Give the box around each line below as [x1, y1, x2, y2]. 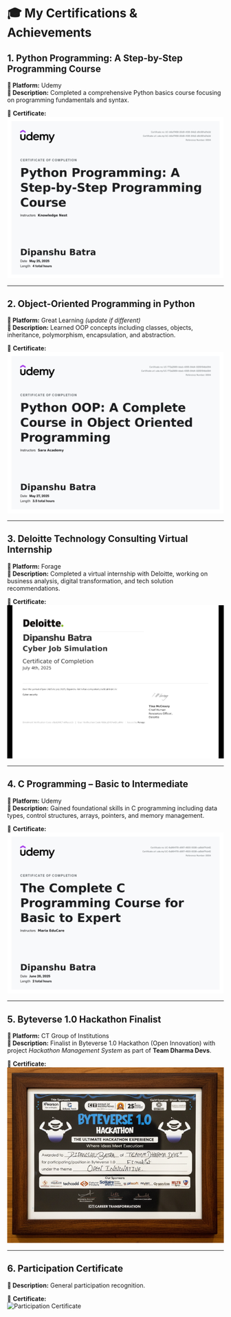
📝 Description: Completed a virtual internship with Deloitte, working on [7, 569, 208, 578]
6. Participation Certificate [7, 1263, 124, 1274]
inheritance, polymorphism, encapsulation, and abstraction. [7, 331, 176, 339]
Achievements [7, 25, 92, 41]
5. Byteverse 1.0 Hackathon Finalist [7, 1013, 162, 1025]
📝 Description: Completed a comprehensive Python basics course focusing [7, 89, 221, 96]
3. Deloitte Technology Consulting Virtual [7, 533, 188, 545]
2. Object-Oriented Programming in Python [7, 297, 195, 310]
